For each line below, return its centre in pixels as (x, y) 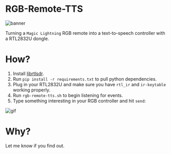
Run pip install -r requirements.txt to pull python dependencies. (85, 79)
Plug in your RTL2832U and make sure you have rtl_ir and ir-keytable (89, 84)
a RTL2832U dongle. (27, 38)
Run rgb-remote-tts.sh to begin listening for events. (68, 95)
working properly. (31, 90)
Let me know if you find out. (35, 146)
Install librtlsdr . (28, 73)
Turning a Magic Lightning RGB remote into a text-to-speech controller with (85, 33)
